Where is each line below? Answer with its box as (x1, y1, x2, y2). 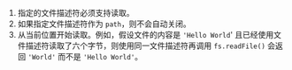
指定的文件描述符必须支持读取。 (17, 8, 134, 17)
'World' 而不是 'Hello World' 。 (27, 52, 143, 61)
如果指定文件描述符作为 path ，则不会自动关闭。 (17, 18, 192, 29)
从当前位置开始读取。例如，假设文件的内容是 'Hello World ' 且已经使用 (17, 30, 274, 39)
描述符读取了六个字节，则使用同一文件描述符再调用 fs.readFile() (25, 40, 265, 51)
